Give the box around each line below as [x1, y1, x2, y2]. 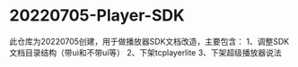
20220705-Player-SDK [9, 5, 186, 26]
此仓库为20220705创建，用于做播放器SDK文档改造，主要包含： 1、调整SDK [9, 36, 290, 46]
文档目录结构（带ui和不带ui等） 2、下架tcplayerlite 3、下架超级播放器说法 [9, 46, 283, 58]
